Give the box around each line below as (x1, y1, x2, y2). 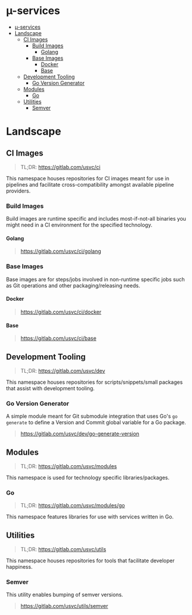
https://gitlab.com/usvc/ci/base (20, 335, 97, 342)
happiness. (6, 564, 33, 571)
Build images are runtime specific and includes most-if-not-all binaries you (6, 215, 186, 222)
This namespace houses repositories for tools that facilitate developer (6, 557, 175, 564)
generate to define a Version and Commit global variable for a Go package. (6, 419, 186, 426)
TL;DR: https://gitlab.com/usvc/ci (20, 163, 101, 170)
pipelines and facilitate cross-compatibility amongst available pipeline (6, 181, 174, 188)
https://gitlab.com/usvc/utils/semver (20, 603, 108, 610)
